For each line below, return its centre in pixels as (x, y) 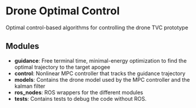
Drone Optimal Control (63, 11)
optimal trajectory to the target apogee (62, 67)
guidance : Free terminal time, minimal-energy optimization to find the (100, 60)
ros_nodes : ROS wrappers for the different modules (79, 92)
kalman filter (30, 86)
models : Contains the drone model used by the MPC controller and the (102, 79)
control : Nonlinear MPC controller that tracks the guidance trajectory (100, 73)
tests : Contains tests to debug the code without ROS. (80, 98)
